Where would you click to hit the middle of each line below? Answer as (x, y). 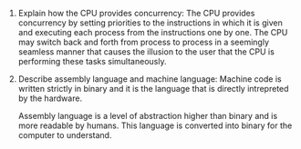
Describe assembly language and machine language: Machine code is (150, 79)
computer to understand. (65, 135)
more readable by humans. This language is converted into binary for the (155, 125)
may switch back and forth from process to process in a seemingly (144, 42)
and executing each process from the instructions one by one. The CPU (153, 32)
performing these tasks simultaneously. (92, 61)
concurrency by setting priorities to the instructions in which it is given (150, 23)
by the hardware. (50, 98)
